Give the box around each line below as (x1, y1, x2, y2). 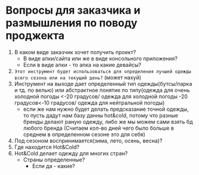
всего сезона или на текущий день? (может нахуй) (14, 74, 142, 81)
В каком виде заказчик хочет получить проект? (14, 48, 136, 55)
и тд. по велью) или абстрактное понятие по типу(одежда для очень (14, 86, 190, 93)
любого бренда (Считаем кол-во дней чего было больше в (23, 124, 174, 132)
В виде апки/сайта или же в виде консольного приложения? (23, 55, 177, 62)
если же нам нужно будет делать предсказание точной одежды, (23, 105, 189, 112)
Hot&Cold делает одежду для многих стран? (14, 149, 128, 157)
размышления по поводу (5, 16, 138, 30)
